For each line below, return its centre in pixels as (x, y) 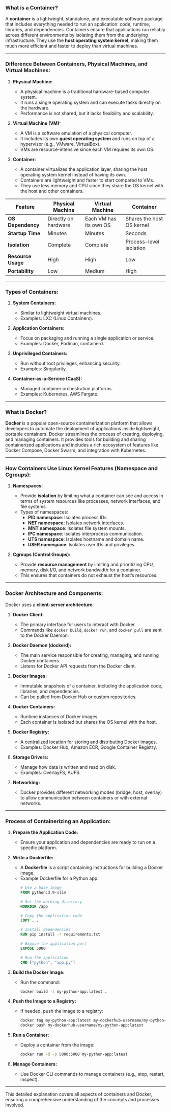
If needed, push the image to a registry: (62, 1011)
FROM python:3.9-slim (43, 892)
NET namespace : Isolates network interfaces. (76, 523)
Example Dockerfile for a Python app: (60, 878)
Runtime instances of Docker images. (60, 716)
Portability (21, 271)
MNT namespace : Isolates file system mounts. (77, 528)
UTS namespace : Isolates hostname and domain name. (86, 539)
